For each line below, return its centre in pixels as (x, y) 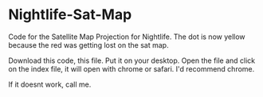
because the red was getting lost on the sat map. (88, 45)
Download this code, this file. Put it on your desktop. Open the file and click (132, 60)
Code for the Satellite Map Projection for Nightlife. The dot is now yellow (127, 37)
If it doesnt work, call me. (50, 84)
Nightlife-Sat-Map (70, 15)
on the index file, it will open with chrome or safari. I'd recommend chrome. (131, 68)
